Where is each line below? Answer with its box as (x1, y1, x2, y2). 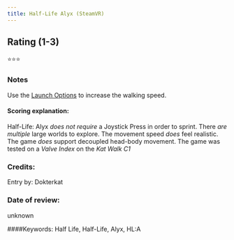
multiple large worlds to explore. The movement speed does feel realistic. (7, 130, 219, 138)
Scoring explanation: (7, 107, 70, 115)
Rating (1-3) (7, 36, 59, 48)
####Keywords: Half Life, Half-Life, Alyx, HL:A (7, 225, 141, 233)
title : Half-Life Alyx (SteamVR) (7, 10, 105, 17)
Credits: (7, 162, 36, 172)
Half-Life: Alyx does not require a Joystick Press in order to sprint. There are (7, 122, 227, 130)
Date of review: (7, 195, 61, 205)
